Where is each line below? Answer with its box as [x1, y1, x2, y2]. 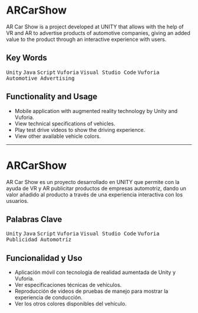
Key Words [6, 53, 47, 63]
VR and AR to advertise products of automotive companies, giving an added [6, 29, 190, 36]
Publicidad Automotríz [6, 236, 72, 243]
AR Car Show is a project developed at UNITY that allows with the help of [6, 23, 184, 30]
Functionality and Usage [6, 92, 98, 102]
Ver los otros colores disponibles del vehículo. [14, 300, 127, 308]
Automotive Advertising [6, 75, 75, 82]
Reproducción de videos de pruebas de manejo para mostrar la [14, 288, 169, 295]
